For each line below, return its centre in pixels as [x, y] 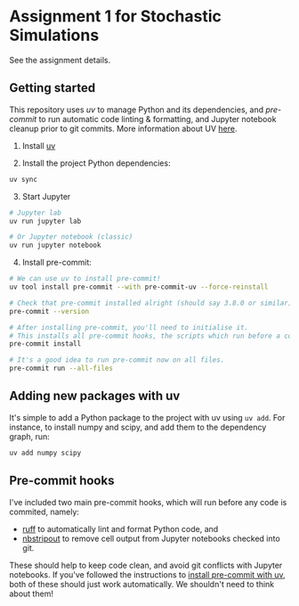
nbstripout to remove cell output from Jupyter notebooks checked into [151, 538]
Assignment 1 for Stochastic [116, 16]
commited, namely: [44, 512]
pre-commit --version [49, 311]
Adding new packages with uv [95, 396]
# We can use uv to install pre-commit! [85, 279]
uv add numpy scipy [45, 453]
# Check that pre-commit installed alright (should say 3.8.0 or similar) [151, 303]
